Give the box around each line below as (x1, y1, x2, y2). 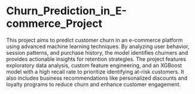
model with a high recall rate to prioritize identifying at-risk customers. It (6, 68, 184, 75)
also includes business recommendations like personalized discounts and (6, 74, 188, 82)
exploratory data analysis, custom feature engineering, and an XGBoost (6, 61, 182, 69)
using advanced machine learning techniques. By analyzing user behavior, (6, 43, 190, 50)
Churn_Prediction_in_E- (6, 4, 127, 18)
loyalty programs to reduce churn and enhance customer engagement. (6, 80, 181, 87)
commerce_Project (6, 17, 103, 30)
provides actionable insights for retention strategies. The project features (6, 55, 187, 62)
